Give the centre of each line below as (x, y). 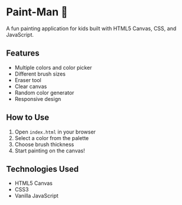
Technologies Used (42, 169)
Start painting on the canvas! (50, 151)
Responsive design (38, 99)
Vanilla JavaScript (37, 196)
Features (23, 53)
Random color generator (44, 92)
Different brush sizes (40, 74)
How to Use (28, 118)
